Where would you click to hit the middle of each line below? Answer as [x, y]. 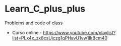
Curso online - [27, 32]
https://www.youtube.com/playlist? [79, 32]
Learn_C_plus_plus [45, 9]
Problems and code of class [34, 23]
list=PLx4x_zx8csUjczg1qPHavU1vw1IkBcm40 [60, 38]
